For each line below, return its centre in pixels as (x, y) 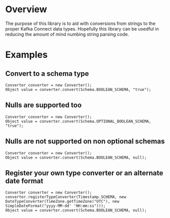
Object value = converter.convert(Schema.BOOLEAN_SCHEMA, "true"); (78, 89)
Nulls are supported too (44, 105)
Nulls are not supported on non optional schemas (85, 142)
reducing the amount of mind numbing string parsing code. (67, 34)
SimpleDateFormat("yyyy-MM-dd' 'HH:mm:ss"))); (55, 206)
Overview (26, 9)
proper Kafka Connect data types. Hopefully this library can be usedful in (82, 28)
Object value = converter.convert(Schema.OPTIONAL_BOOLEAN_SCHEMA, (78, 121)
